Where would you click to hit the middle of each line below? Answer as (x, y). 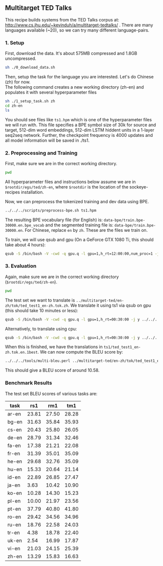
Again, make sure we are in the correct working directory (62, 277)
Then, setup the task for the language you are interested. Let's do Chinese (79, 76)
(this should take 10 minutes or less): (42, 310)
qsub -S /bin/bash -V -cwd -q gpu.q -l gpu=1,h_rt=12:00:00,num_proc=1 (79, 254)
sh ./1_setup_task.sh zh (30, 101)
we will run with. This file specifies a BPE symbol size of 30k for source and (81, 125)
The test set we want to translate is (40, 300)
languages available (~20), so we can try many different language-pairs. (77, 30)
